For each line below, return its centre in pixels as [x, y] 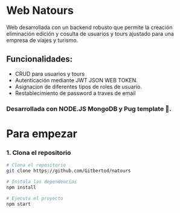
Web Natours [40, 11]
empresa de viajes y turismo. [42, 40]
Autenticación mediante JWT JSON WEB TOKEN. [76, 80]
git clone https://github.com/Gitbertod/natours [69, 171]
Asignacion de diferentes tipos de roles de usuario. [78, 87]
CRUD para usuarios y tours [50, 74]
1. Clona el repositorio [39, 152]
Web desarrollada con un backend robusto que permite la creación [89, 27]
